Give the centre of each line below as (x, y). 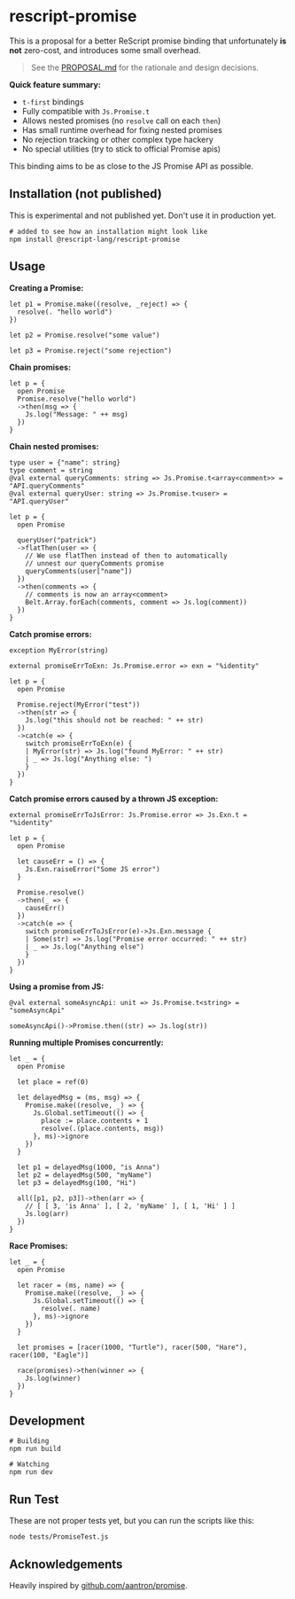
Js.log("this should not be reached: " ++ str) (114, 720)
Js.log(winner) (53, 1378)
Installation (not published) (85, 194)
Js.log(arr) (47, 1213)
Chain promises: (40, 367)
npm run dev (31, 1472)
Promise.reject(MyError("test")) (79, 705)
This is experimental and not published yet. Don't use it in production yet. (143, 215)
